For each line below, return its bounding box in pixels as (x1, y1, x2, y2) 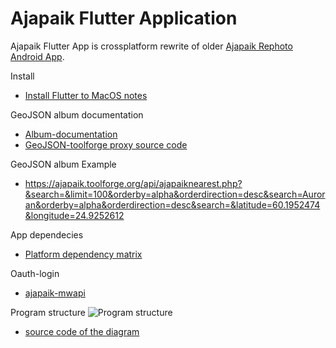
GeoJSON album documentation (10, 108, 144, 121)
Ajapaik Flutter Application (10, 7, 238, 30)
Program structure (10, 306, 86, 318)
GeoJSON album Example (10, 158, 117, 170)
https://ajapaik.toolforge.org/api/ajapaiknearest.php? (24, 177, 243, 189)
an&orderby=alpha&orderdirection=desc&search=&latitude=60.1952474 (24, 198, 321, 211)
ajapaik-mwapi (24, 287, 86, 299)
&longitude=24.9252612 (24, 209, 125, 221)
